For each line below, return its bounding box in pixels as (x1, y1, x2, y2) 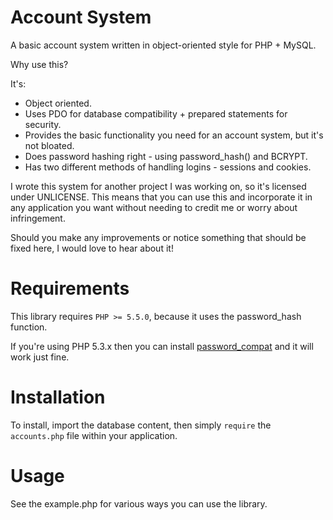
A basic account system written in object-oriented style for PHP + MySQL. (10, 39, 317, 51)
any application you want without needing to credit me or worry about (10, 201, 298, 213)
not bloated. (24, 139, 75, 151)
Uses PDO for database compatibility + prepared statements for (24, 107, 288, 120)
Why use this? (10, 58, 69, 70)
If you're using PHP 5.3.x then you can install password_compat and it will (10, 340, 314, 352)
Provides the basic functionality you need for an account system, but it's (24, 129, 324, 141)
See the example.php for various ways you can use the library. (10, 497, 268, 510)
